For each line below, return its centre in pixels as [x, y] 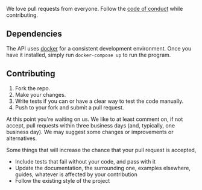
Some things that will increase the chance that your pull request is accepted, [101, 150]
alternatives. [22, 138]
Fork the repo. [33, 88]
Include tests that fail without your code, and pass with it [85, 161]
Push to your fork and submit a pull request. [69, 107]
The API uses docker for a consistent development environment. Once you [99, 48]
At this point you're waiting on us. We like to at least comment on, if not [95, 119]
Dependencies [34, 34]
